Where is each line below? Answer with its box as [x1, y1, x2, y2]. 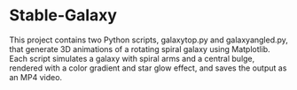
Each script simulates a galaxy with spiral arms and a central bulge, [9, 53, 255, 64]
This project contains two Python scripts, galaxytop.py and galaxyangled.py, [9, 34, 288, 45]
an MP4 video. [9, 71, 63, 82]
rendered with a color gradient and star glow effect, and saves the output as [9, 63, 287, 73]
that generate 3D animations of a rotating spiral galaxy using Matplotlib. [9, 43, 270, 54]
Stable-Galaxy [9, 5, 118, 26]
